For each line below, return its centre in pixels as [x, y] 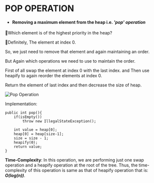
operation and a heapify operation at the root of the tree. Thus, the [71, 165]
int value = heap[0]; [35, 130]
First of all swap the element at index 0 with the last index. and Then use [77, 70]
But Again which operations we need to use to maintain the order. [70, 61]
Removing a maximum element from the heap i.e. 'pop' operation [79, 22]
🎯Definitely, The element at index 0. [40, 42]
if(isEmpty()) [28, 117]
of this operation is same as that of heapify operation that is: [88, 170]
